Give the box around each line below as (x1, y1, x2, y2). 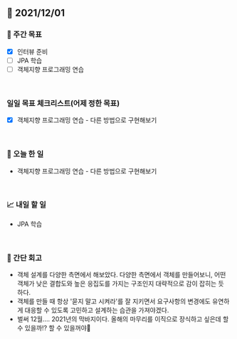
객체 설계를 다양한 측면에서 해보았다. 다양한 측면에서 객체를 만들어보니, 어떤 (16, 271, 226, 279)
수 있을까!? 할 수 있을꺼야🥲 (16, 324, 91, 333)
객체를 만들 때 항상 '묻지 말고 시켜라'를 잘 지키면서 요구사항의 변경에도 (16, 297, 211, 306)
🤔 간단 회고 (6, 253, 42, 263)
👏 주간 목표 (6, 30, 42, 40)
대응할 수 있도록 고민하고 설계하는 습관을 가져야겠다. (24, 306, 169, 315)
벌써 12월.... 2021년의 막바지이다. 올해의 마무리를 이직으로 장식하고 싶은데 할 (16, 315, 229, 323)
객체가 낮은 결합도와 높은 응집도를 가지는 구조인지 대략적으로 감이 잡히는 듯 (16, 279, 225, 288)
